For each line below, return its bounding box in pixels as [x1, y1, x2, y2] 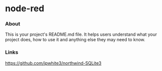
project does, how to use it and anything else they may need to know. [5, 37, 146, 43]
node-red [5, 3, 45, 14]
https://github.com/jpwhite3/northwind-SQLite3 [5, 60, 102, 66]
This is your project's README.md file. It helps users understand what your [5, 31, 157, 37]
